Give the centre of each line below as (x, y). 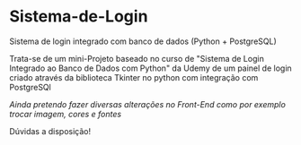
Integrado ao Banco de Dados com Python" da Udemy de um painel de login (150, 68)
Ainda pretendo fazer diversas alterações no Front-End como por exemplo (147, 104)
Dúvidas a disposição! (50, 131)
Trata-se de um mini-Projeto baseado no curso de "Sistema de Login (137, 58)
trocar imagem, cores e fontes (66, 114)
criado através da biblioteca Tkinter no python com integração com (134, 77)
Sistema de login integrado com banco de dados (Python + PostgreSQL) (143, 41)
